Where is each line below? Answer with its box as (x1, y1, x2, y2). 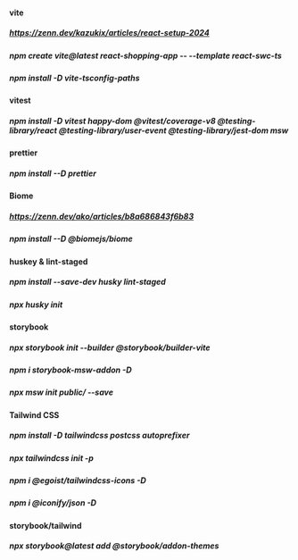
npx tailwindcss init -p (9, 452, 94, 464)
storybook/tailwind (9, 520, 82, 531)
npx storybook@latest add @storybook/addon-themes (9, 540, 219, 551)
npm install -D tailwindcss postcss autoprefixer (9, 430, 190, 441)
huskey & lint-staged (9, 255, 88, 267)
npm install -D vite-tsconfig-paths (9, 72, 140, 83)
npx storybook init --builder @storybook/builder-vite (9, 342, 211, 353)
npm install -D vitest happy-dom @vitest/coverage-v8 (9, 115, 216, 126)
